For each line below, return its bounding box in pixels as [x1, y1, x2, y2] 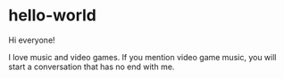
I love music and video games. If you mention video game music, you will [8, 51, 277, 62]
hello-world [8, 5, 97, 26]
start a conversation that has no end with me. [8, 61, 175, 72]
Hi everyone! [8, 35, 55, 45]
